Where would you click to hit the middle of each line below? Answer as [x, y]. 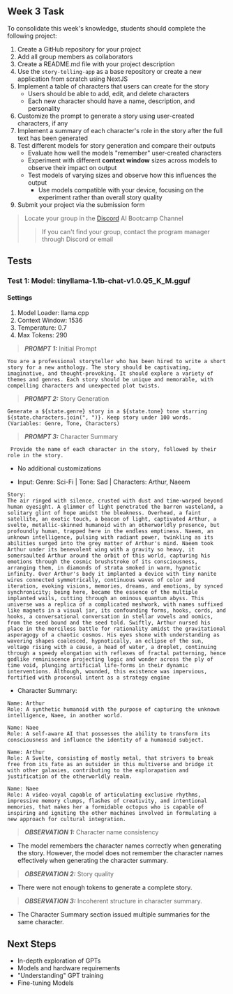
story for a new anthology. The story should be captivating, [99, 368]
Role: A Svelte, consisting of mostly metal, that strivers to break [111, 758]
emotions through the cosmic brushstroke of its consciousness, [103, 562]
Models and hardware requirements [69, 968]
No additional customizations [59, 468]
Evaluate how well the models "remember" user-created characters [125, 153]
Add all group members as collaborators [75, 56]
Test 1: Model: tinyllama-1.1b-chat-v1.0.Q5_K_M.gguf [99, 281]
